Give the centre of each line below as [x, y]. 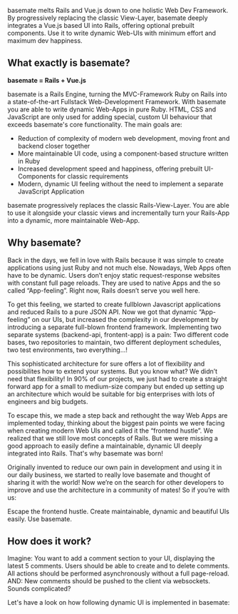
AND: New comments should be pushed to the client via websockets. [109, 581]
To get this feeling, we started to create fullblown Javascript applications [114, 304]
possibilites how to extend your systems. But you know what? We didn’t [112, 371]
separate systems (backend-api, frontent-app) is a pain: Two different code [118, 334]
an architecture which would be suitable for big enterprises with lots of [111, 394]
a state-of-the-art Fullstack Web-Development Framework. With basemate [117, 101]
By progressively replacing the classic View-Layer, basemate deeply [108, 18]
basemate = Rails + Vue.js [47, 80]
